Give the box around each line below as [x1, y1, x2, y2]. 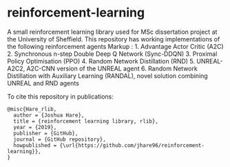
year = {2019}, [13, 124, 57, 130]
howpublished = [13, 141, 57, 149]
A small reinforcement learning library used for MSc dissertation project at [7, 28, 218, 36]
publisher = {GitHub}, [13, 130, 79, 137]
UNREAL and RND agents [7, 79, 79, 87]
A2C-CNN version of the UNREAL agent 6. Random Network [26, 64, 198, 72]
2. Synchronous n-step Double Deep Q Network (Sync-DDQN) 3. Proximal [7, 50, 218, 58]
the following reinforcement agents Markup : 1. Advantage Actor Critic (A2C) [7, 42, 224, 50]
